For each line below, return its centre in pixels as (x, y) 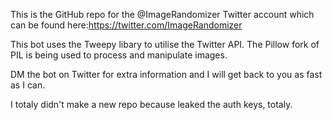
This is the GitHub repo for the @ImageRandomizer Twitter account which (162, 14)
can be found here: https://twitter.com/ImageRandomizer (126, 25)
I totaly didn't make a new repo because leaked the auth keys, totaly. (151, 104)
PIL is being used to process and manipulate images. (119, 55)
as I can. (28, 85)
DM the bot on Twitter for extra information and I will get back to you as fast (166, 74)
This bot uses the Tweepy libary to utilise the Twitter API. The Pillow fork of (165, 44)
